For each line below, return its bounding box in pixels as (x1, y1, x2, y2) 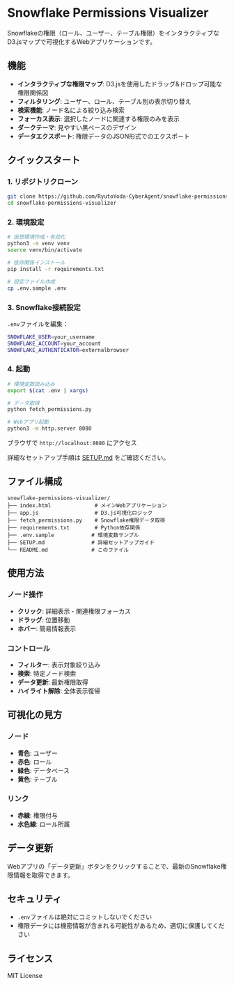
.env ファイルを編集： (7, 319, 69, 328)
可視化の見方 (7, 709, 63, 721)
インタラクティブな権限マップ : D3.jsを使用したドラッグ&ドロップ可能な (17, 79, 223, 88)
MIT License (7, 972, 43, 980)
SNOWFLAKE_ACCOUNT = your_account (7, 340, 101, 347)
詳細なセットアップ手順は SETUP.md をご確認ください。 (7, 453, 170, 462)
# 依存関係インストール (7, 259, 65, 266)
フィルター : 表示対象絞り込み (17, 660, 101, 669)
